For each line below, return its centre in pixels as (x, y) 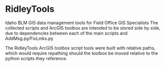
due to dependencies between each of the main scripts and (67, 33)
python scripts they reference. (36, 58)
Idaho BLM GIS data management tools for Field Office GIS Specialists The (82, 23)
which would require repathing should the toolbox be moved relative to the (82, 53)
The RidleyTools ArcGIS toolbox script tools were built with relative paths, (80, 48)
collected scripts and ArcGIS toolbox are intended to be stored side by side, (83, 28)
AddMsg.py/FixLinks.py (29, 38)
